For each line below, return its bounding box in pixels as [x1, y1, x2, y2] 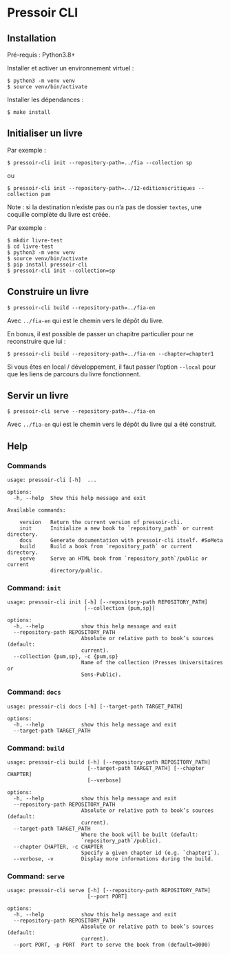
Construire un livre [7, 286, 90, 298]
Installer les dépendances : [7, 95, 84, 104]
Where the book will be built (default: [81, 831, 198, 838]
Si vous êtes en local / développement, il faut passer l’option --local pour [7, 363, 216, 371]
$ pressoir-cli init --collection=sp [7, 267, 116, 274]
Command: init [7, 583, 61, 593]
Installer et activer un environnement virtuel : [7, 64, 134, 72]
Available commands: [7, 507, 67, 514]
